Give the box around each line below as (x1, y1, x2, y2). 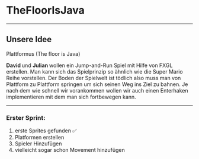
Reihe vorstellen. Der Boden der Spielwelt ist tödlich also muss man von (6, 74, 181, 81)
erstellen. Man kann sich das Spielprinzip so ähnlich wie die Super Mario (6, 68, 183, 75)
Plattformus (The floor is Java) (6, 50, 81, 57)
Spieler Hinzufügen (14, 140, 62, 147)
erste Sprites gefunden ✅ (14, 127, 77, 134)
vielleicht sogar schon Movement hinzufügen (14, 147, 126, 154)
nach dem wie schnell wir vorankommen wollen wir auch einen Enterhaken (6, 87, 188, 94)
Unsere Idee (6, 34, 52, 44)
